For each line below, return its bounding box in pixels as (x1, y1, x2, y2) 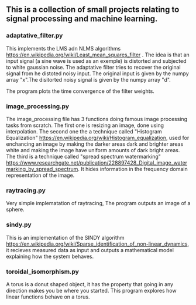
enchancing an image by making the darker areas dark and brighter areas (6, 140, 184, 148)
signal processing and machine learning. (6, 14, 158, 24)
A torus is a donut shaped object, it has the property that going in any (6, 280, 174, 287)
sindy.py (6, 220, 32, 229)
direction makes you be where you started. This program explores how (6, 287, 177, 294)
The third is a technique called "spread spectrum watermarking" (6, 153, 161, 160)
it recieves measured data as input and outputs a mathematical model (6, 246, 174, 253)
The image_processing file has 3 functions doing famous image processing (6, 115, 188, 122)
